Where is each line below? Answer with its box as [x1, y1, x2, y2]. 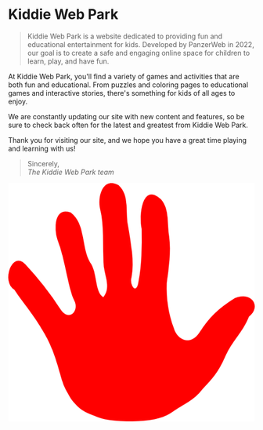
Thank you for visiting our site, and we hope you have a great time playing [8, 135, 247, 144]
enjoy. [8, 97, 28, 106]
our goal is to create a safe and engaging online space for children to [27, 48, 250, 57]
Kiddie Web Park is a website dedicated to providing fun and [27, 31, 223, 41]
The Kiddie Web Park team [27, 167, 115, 177]
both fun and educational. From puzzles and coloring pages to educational [8, 80, 249, 89]
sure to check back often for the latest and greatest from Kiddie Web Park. [8, 120, 249, 129]
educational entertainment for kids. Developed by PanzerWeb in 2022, [27, 39, 254, 49]
